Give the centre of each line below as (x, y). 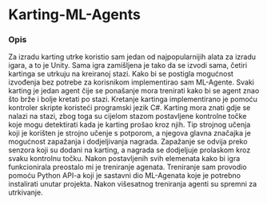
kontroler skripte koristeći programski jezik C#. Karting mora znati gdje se (130, 108)
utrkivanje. (26, 192)
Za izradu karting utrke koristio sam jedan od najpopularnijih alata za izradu (132, 57)
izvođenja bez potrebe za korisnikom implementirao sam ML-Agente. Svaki (131, 82)
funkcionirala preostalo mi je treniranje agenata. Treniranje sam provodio (128, 167)
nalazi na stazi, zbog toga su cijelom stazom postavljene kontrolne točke (128, 116)
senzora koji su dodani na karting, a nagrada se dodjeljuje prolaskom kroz (130, 150)
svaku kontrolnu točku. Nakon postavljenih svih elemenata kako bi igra (124, 159)
